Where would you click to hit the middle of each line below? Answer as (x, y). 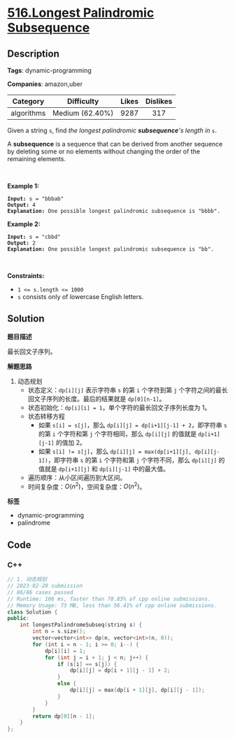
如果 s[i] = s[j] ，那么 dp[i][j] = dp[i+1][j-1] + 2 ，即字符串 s (133, 424)
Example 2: (24, 224)
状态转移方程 (46, 416)
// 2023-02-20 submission (45, 586)
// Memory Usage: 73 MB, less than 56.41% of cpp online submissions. (112, 605)
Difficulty (83, 101)
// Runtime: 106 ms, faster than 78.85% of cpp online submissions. (109, 599)
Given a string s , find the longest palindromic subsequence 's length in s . (112, 130)
